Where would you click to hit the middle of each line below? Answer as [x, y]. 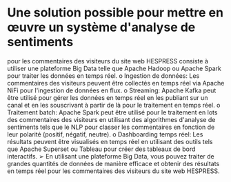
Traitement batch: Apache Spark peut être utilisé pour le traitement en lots [112, 112]
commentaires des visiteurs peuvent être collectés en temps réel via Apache [116, 83]
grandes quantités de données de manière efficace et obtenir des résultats [113, 163]
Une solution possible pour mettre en [115, 13]
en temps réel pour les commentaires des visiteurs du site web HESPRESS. [113, 171]
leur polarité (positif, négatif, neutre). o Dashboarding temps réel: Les [105, 134]
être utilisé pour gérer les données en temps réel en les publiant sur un [108, 97]
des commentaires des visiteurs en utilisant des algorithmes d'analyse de [111, 119]
